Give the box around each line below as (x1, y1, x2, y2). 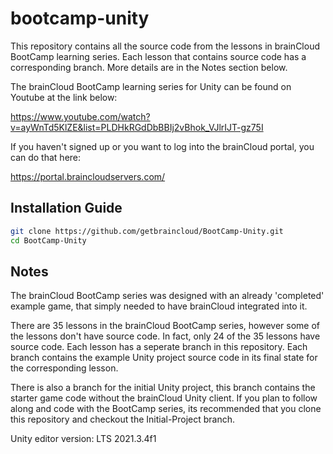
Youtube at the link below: (10, 91, 118, 103)
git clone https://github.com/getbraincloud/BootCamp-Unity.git (10, 226, 284, 236)
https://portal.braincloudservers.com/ (10, 170, 166, 182)
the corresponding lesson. (10, 362, 119, 374)
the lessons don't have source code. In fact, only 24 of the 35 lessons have (10, 330, 321, 342)
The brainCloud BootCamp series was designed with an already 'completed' (10, 290, 325, 302)
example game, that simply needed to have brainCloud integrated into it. (10, 300, 308, 312)
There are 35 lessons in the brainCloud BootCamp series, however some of (10, 320, 321, 332)
